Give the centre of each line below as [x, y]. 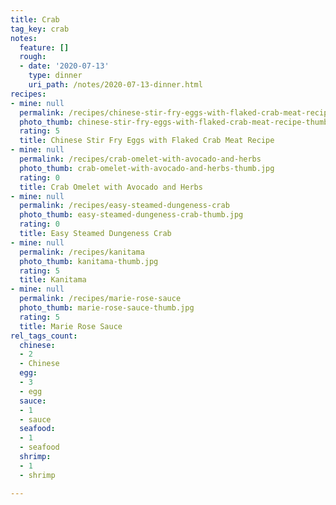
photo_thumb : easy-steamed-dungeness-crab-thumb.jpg [131, 215]
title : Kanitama [53, 280]
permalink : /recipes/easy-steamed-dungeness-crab [124, 206]
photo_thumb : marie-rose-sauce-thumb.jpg [107, 308]
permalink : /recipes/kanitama [82, 252]
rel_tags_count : [44, 336]
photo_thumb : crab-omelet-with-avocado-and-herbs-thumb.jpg [147, 168]
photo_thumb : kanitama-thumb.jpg [89, 261]
